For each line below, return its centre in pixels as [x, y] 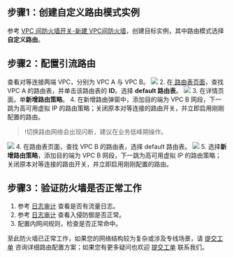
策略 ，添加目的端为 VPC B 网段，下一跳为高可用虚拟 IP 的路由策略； [124, 155]
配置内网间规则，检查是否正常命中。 [70, 224]
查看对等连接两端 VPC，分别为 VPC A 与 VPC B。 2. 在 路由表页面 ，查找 [116, 82]
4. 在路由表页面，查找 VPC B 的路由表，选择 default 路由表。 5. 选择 [118, 146]
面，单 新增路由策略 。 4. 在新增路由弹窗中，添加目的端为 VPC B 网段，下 [111, 99]
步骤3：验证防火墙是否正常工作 [74, 188]
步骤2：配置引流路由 [52, 64]
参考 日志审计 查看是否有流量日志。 [68, 206]
